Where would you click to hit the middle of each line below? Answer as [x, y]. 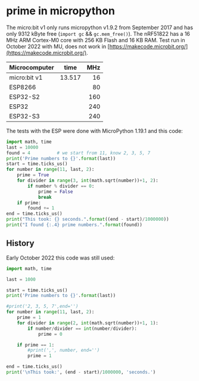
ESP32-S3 [24, 116]
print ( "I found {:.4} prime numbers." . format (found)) [74, 225]
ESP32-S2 [24, 96]
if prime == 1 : [36, 345]
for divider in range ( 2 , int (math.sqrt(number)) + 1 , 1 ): [88, 323]
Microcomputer [32, 67]
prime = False [55, 192]
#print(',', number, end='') [64, 350]
